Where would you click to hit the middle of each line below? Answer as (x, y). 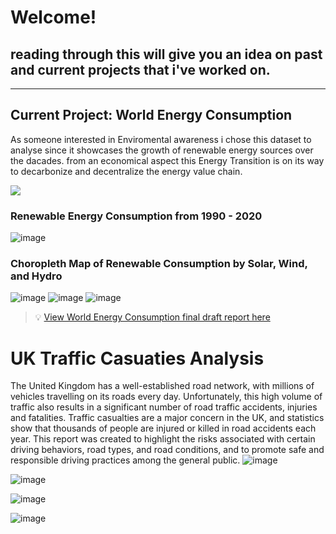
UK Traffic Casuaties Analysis (137, 358)
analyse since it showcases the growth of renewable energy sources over (162, 150)
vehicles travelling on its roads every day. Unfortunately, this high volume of (166, 397)
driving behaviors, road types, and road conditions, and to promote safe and (167, 450)
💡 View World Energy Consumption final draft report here (152, 317)
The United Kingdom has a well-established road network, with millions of (162, 386)
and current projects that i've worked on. (140, 69)
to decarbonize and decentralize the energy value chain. (126, 171)
